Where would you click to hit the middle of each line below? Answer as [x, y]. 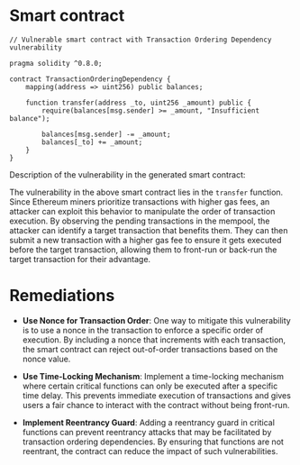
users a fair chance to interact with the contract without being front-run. [156, 405]
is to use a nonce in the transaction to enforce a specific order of [143, 330]
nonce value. [46, 359]
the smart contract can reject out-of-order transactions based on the [150, 349]
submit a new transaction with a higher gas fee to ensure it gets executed [145, 240]
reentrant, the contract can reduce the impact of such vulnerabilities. [150, 451]
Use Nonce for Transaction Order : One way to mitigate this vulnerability [156, 320]
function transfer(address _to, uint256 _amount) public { [139, 103]
